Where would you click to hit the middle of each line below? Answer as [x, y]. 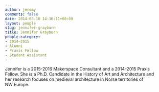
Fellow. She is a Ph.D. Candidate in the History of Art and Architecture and [79, 74]
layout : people [21, 23]
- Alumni [14, 46]
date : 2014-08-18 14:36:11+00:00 [39, 19]
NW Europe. [17, 85]
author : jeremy [21, 10]
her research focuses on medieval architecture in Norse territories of [74, 79]
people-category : [23, 37]
